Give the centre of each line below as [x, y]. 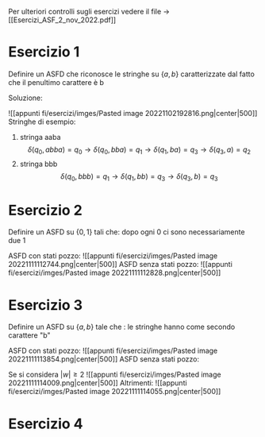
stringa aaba [40, 137]
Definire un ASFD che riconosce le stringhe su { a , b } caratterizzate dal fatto [132, 74]
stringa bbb [38, 164]
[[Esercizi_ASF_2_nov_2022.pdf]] [62, 20]
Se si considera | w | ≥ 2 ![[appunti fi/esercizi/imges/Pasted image [115, 375]
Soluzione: [26, 98]
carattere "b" [29, 335]
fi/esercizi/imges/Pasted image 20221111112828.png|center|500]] [115, 273]
